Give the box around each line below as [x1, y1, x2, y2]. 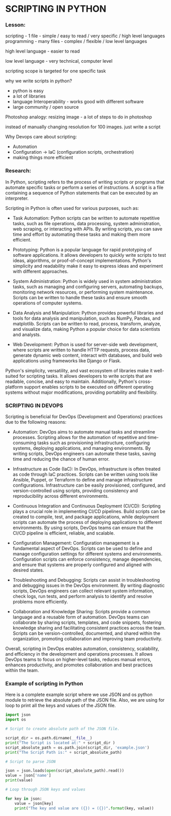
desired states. [12, 567, 44, 573]
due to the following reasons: [5, 419, 67, 425]
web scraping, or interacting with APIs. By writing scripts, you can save [12, 226, 162, 232]
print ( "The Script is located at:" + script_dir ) [5, 740, 115, 746]
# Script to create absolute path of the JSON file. [5, 726, 120, 732]
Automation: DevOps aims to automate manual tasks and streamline [12, 429, 156, 435]
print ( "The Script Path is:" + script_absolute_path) [5, 750, 123, 755]
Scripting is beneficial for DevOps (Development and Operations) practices [5, 414, 163, 420]
